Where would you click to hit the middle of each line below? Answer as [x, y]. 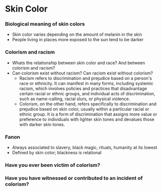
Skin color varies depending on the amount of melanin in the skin [77, 34]
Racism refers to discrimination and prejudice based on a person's [86, 78]
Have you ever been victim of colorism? [53, 165]
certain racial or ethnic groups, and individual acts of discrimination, [87, 93]
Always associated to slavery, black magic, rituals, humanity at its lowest [85, 147]
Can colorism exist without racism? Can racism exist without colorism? [82, 73]
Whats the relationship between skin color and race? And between [79, 63]
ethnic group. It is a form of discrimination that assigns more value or [88, 114]
